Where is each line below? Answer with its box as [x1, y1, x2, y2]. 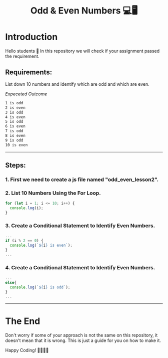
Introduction [5, 32, 58, 43]
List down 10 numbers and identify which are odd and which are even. [5, 81, 149, 87]
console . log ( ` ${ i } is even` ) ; [9, 243, 72, 248]
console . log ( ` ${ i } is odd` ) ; [9, 285, 70, 290]
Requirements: [5, 68, 52, 76]
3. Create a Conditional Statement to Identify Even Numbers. [5, 222, 155, 229]
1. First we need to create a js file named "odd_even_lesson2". [5, 176, 159, 183]
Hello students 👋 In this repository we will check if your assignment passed [5, 48, 160, 54]
